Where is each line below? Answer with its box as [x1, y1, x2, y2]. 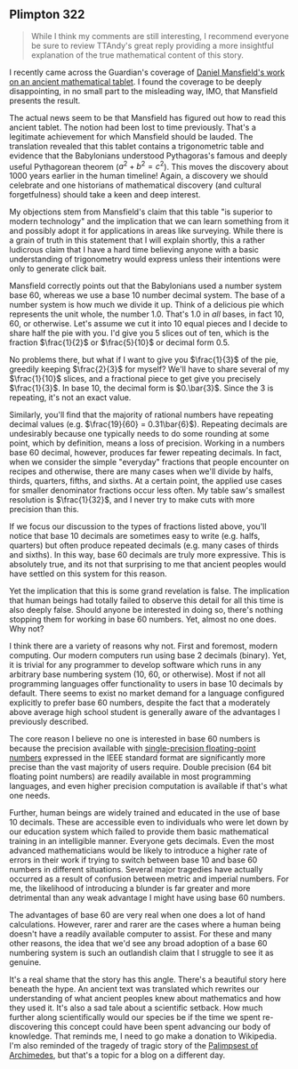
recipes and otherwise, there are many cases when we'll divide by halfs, [9, 466, 274, 477]
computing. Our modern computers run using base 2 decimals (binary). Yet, [9, 650, 287, 661]
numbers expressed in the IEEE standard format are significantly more [9, 752, 266, 763]
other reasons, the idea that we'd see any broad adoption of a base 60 [9, 938, 268, 949]
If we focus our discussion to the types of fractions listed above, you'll [9, 521, 267, 532]
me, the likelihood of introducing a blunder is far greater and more [9, 883, 251, 894]
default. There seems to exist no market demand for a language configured [9, 688, 285, 699]
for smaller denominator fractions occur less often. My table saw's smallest [9, 485, 286, 496]
